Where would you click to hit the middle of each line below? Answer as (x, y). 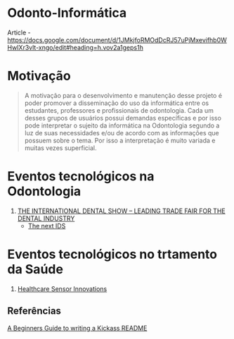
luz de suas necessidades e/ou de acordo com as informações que (122, 132)
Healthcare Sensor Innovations (62, 289)
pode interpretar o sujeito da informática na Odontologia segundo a (122, 125)
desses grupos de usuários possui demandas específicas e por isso (123, 118)
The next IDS (47, 226)
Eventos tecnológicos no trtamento (112, 254)
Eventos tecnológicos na (81, 177)
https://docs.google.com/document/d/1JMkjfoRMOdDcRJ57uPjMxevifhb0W (117, 39)
